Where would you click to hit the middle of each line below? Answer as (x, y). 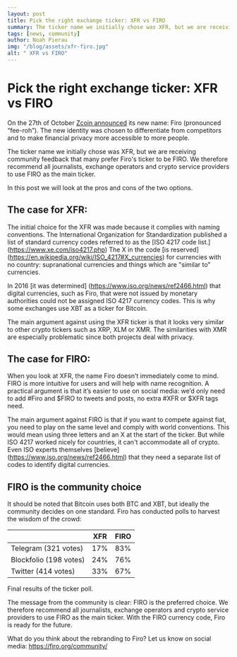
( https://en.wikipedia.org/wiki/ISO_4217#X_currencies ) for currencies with (114, 257)
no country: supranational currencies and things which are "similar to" (109, 264)
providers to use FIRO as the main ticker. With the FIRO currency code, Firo (116, 617)
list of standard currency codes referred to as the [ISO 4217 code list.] (109, 242)
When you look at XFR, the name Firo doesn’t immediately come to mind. (113, 376)
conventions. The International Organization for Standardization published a (117, 235)
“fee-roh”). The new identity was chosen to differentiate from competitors (115, 130)
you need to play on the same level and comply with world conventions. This (119, 427)
